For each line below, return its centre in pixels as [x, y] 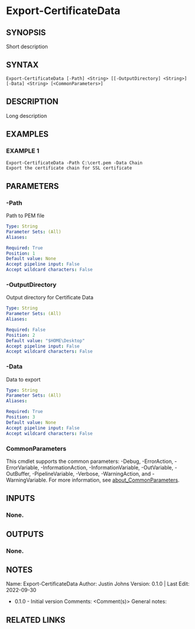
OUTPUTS [25, 534]
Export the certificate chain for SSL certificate [69, 168]
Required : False [26, 330]
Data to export [23, 379]
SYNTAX [23, 65]
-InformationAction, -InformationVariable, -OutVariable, [107, 467]
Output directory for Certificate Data [50, 297]
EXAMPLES [27, 134]
